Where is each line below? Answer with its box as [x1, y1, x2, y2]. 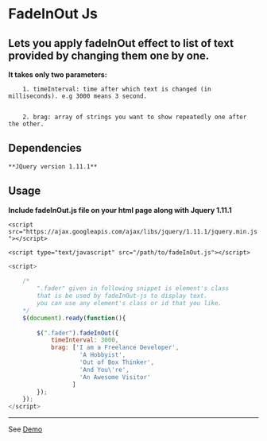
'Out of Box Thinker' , [79, 358, 155, 366]
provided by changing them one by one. [8, 48, 210, 62]
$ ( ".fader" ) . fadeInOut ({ [37, 329, 119, 337]
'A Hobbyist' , [79, 351, 126, 359]
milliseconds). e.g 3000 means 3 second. [8, 92, 148, 100]
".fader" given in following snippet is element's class [37, 284, 229, 292]
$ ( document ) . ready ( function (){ [22, 314, 126, 322]
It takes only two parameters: [8, 70, 107, 79]
